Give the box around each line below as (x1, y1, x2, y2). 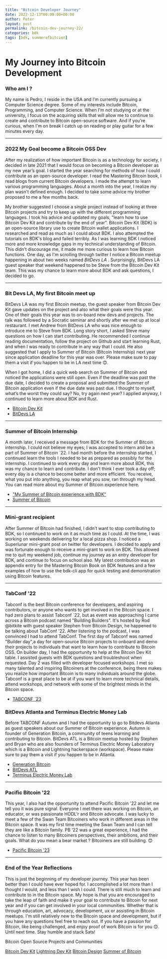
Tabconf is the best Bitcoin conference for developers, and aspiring (5, 601, 143, 607)
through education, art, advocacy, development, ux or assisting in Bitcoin (5, 908, 155, 914)
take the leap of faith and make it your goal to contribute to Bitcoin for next (5, 897, 158, 903)
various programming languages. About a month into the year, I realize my (5, 183, 157, 189)
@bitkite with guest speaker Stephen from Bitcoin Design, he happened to (5, 622, 157, 628)
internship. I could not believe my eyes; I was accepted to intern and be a (5, 445, 155, 451)
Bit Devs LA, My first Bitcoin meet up (5, 290, 95, 297)
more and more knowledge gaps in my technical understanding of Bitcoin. (5, 241, 157, 247)
